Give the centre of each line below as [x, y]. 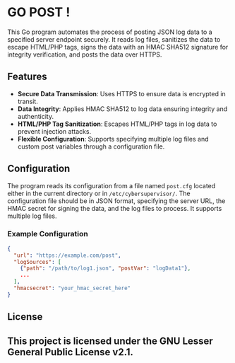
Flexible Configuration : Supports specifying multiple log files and [113, 139]
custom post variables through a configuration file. [91, 146]
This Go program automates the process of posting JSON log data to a [110, 32]
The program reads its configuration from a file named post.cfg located [112, 185]
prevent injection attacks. [54, 131]
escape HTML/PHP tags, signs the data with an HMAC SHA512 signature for [118, 47]
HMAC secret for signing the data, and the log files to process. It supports [115, 208]
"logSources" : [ [37, 262]
